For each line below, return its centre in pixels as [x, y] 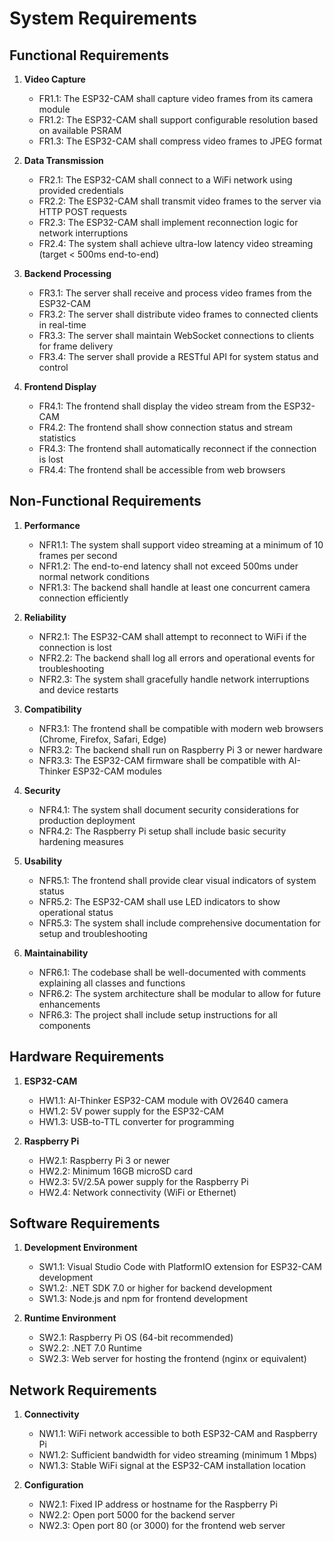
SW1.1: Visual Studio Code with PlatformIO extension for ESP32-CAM [180, 1267]
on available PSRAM [80, 130]
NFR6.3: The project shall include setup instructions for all [158, 1014]
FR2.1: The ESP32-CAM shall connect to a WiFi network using [165, 180]
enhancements [69, 1004]
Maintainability [56, 953]
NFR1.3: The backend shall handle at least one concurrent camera [174, 587]
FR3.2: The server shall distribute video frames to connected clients [178, 314]
